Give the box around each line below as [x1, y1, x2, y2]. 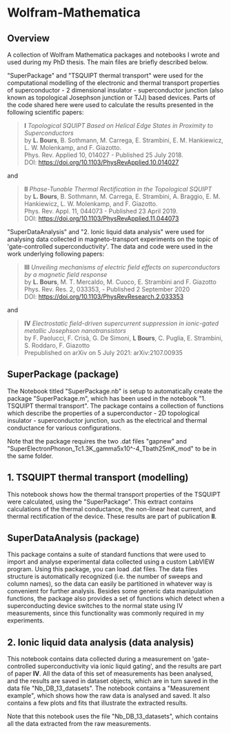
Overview [7, 32, 50, 44]
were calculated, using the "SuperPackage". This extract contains [7, 497, 194, 506]
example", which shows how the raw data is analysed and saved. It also [7, 692, 210, 700]
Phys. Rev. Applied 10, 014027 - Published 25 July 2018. [23, 151, 184, 159]
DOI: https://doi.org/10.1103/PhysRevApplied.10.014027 [23, 158, 179, 166]
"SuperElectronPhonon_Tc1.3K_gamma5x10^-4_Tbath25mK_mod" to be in [7, 444, 217, 453]
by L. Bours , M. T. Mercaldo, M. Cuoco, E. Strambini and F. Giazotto [23, 278, 217, 286]
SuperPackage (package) [7, 368, 119, 381]
